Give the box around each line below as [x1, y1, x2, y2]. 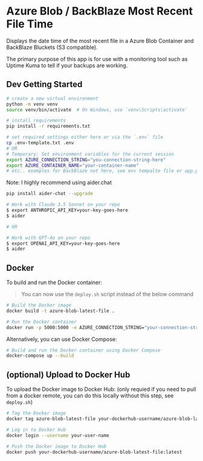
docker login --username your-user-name [6, 432, 110, 439]
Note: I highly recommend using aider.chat [6, 179, 112, 186]
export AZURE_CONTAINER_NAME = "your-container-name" [6, 162, 139, 168]
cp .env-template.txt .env [6, 140, 74, 146]
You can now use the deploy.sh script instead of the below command [21, 291, 194, 298]
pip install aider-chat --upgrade [6, 191, 94, 197]
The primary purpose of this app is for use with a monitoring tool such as [6, 55, 188, 62]
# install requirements [6, 118, 66, 124]
